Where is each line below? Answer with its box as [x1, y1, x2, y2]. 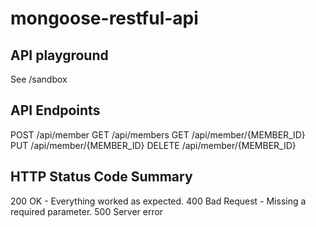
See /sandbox [10, 73, 68, 85]
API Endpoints [10, 102, 101, 119]
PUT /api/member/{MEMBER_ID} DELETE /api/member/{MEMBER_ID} [10, 139, 297, 151]
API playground [10, 47, 109, 64]
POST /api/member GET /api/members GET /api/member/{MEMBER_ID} [10, 128, 306, 141]
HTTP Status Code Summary [10, 168, 193, 186]
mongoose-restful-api [10, 7, 199, 30]
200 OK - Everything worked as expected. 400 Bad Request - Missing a [10, 195, 307, 207]
